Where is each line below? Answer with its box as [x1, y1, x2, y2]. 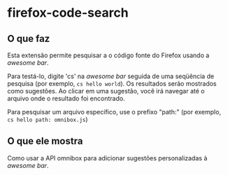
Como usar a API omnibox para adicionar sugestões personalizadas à [7, 153, 208, 162]
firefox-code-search [7, 5, 129, 21]
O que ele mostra [7, 135, 83, 147]
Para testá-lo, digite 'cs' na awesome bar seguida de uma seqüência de [7, 72, 215, 80]
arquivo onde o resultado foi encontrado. [7, 94, 125, 102]
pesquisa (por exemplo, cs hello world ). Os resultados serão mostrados [7, 79, 217, 88]
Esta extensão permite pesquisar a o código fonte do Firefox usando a [7, 51, 210, 59]
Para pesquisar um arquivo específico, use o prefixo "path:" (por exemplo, [7, 108, 222, 116]
